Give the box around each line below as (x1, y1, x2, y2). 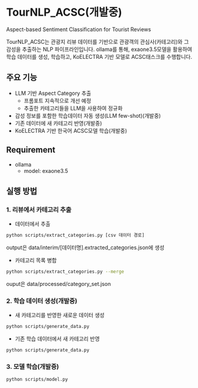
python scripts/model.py (6, 377, 68, 383)
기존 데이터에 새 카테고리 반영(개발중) (14, 120, 102, 127)
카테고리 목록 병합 (14, 256, 57, 264)
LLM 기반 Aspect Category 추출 (14, 89, 92, 97)
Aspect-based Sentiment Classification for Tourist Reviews (6, 25, 151, 33)
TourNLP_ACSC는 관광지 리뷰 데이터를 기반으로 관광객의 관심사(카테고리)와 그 (6, 38, 190, 45)
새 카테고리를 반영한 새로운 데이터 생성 (14, 312, 105, 319)
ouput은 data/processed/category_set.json (6, 280, 111, 287)
